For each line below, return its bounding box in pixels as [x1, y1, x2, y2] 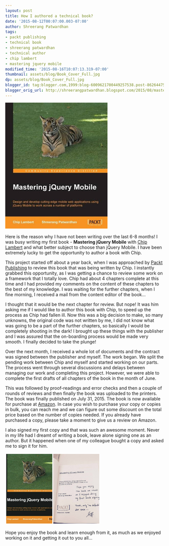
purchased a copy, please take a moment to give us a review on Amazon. [5, 417, 157, 423]
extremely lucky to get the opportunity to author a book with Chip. [5, 249, 142, 255]
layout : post [5, 8, 33, 13]
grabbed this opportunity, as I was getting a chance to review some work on [5, 270, 163, 276]
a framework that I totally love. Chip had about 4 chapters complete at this [5, 275, 159, 282]
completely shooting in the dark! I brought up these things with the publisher [5, 328, 164, 334]
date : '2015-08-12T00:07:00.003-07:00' [5, 19, 89, 24]
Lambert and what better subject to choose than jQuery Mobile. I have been [5, 244, 162, 250]
